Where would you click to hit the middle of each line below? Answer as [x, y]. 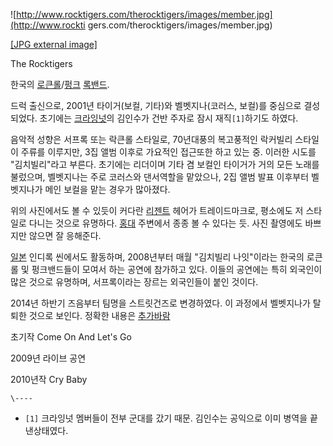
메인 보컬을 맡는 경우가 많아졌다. [107, 189]
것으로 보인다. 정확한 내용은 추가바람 [99, 315]
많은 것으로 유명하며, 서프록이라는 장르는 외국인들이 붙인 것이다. [134, 282]
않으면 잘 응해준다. [65, 235]
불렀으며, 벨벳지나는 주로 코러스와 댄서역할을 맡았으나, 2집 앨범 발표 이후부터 [160, 177]
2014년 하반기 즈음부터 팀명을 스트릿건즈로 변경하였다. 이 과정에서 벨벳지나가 [160, 303]
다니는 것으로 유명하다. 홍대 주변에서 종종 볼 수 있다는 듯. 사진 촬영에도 [165, 223]
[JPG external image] [54, 44]
